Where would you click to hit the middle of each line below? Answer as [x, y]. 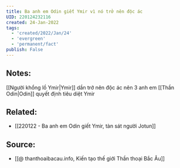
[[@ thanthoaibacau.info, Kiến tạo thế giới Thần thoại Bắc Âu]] [90, 159]
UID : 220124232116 [28, 17]
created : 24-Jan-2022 [33, 22]
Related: [22, 112]
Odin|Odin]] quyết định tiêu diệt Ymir [50, 94]
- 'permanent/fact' [35, 44]
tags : [13, 28]
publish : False [25, 50]
